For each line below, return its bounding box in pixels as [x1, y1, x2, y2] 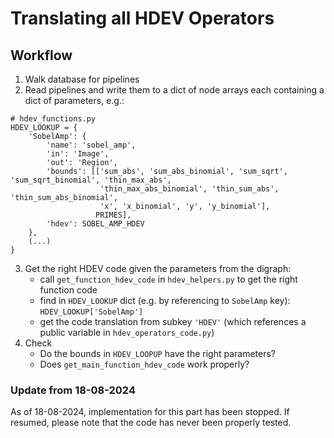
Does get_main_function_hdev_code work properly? [39, 358, 250, 370]
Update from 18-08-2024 [10, 383, 136, 397]
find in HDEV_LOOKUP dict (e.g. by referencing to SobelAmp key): [39, 295, 291, 306]
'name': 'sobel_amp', [46, 140, 137, 150]
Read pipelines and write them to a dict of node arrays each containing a [24, 84, 325, 96]
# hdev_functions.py [10, 114, 97, 124]
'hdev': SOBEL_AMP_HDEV [46, 219, 145, 229]
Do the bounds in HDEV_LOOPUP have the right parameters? [39, 348, 277, 359]
